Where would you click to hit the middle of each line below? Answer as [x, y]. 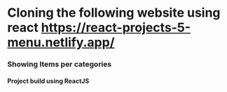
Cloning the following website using [114, 13]
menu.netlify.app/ [61, 43]
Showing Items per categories [60, 64]
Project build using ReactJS [48, 81]
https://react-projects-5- [116, 28]
